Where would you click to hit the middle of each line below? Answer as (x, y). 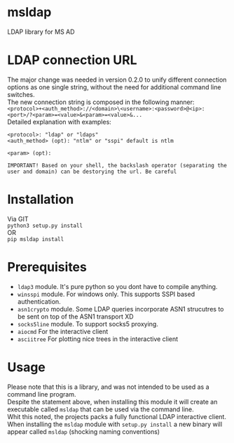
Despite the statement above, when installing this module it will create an (112, 402)
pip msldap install (36, 239)
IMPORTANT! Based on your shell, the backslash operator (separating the (117, 165)
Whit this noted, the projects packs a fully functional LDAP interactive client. (117, 416)
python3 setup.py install (45, 226)
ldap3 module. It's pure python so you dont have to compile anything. (117, 286)
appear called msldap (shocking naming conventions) (83, 431)
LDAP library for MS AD (41, 32)
